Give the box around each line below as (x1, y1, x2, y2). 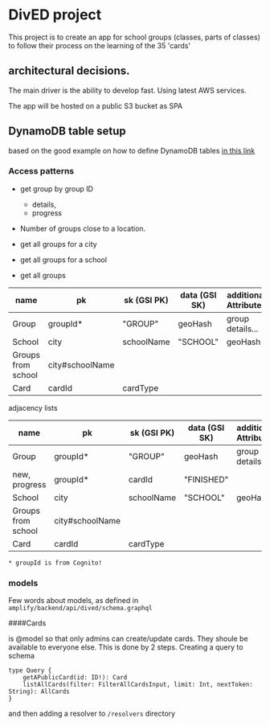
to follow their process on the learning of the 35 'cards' (8, 40, 191, 50)
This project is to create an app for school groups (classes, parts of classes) (8, 32, 261, 42)
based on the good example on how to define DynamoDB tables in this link (8, 146, 256, 155)
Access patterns (8, 166, 75, 177)
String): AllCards (8, 687, 70, 696)
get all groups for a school (19, 255, 107, 265)
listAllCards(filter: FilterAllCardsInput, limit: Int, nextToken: (22, 681, 253, 689)
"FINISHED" (183, 474, 229, 485)
